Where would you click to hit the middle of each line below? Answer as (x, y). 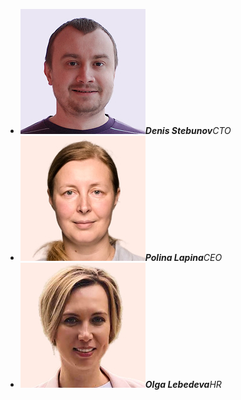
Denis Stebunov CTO (188, 130)
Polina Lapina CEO (183, 257)
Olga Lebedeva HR (183, 384)
